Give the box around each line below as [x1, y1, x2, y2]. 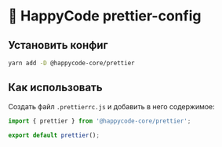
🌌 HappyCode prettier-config [8, 7, 202, 25]
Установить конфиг [8, 39, 108, 52]
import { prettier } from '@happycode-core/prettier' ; [8, 117, 191, 125]
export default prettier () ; [8, 131, 100, 139]
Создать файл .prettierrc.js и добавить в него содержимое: [8, 101, 216, 111]
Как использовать [8, 81, 104, 94]
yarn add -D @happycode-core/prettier [8, 59, 135, 67]
